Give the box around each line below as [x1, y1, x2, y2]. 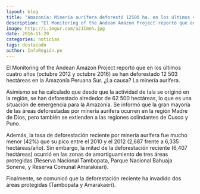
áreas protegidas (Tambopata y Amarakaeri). [6, 181, 116, 188]
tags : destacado [6, 42, 46, 48]
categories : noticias [6, 36, 60, 42]
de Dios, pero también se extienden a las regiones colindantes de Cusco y [6, 113, 189, 121]
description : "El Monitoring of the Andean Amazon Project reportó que [6, 20, 187, 26]
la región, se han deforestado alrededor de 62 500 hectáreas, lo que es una [6, 94, 192, 101]
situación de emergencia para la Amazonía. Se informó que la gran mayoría [6, 101, 190, 108]
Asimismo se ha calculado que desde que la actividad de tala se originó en [6, 88, 189, 96]
